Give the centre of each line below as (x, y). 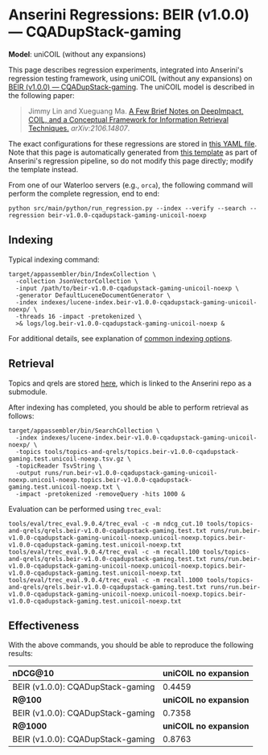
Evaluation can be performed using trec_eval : (85, 509)
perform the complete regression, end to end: (84, 193)
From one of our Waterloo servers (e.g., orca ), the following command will (131, 185)
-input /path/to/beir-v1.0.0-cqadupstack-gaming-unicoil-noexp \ (128, 288)
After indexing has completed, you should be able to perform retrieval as (129, 407)
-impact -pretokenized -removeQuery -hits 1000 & (100, 494)
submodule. (28, 391)
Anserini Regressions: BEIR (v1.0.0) (129, 15)
